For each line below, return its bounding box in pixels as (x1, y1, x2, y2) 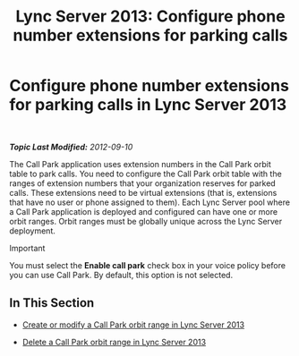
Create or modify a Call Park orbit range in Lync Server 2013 (21, 319, 244, 330)
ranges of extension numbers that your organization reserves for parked (9, 177, 276, 189)
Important (9, 242, 46, 253)
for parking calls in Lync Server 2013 (9, 95, 287, 115)
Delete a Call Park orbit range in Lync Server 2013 (21, 336, 207, 347)
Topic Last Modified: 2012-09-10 (9, 141, 133, 152)
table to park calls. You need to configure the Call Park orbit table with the (9, 168, 282, 179)
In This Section (9, 295, 95, 310)
